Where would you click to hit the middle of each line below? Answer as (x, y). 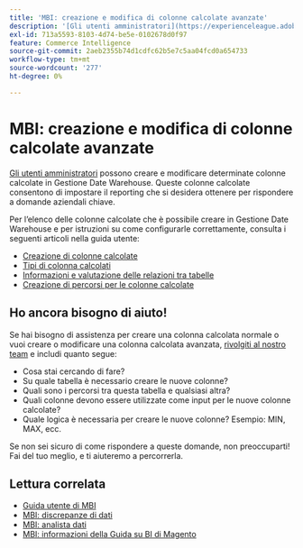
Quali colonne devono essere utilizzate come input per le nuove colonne (156, 400)
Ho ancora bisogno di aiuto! (88, 313)
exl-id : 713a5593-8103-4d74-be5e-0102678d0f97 (98, 34)
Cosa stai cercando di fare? (73, 371)
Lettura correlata (58, 484)
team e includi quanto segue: (63, 353)
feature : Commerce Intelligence (70, 43)
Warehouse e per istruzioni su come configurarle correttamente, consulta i (148, 228)
